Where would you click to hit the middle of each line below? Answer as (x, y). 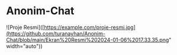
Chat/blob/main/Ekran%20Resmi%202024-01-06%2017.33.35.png (88, 40)
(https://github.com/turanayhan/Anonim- (56, 33)
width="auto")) (24, 46)
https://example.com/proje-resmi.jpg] (90, 27)
